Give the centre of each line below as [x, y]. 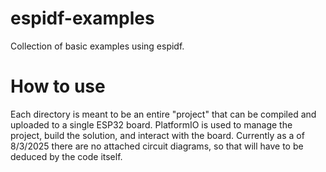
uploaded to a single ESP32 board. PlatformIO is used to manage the [151, 124]
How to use [58, 86]
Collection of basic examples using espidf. [97, 46]
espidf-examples [82, 18]
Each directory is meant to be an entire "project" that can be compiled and [163, 114]
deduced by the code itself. [66, 156]
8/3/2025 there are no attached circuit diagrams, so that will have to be [157, 146]
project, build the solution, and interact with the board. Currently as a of [157, 135]
